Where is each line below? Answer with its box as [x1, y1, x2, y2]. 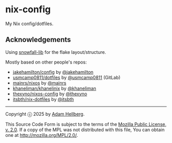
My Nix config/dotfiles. [5, 21, 54, 27]
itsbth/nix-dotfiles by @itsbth [12, 96, 74, 102]
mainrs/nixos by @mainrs [12, 79, 67, 86]
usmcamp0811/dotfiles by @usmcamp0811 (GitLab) [12, 74, 121, 80]
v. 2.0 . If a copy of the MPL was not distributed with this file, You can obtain [5, 127, 165, 133]
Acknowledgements [5, 35, 71, 44]
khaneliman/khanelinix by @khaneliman [12, 85, 96, 91]
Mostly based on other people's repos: [5, 59, 87, 65]
